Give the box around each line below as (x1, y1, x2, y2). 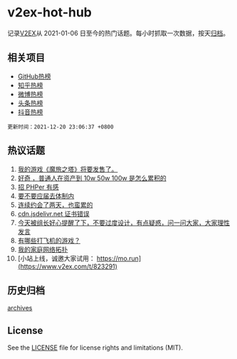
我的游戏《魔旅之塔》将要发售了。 (17, 165, 118, 173)
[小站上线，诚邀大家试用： (17, 254, 95, 263)
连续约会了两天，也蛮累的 (17, 201, 93, 209)
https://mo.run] (96, 254, 141, 263)
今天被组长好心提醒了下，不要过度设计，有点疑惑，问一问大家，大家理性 (17, 218, 230, 227)
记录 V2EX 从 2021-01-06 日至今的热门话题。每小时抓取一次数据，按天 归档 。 (7, 29, 230, 37)
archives (7, 304, 33, 313)
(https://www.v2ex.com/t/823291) (17, 262, 117, 270)
